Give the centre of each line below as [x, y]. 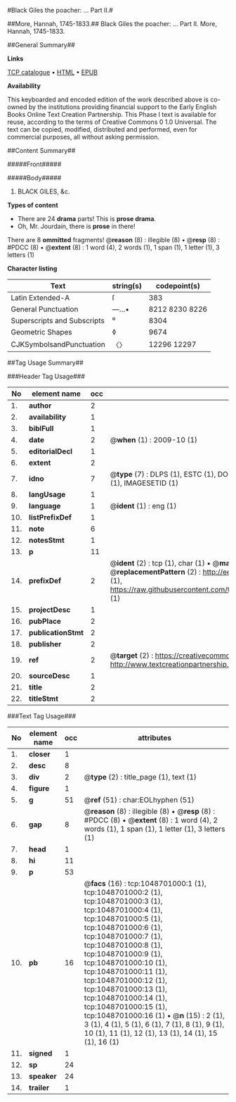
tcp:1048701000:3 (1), [123, 901]
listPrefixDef [51, 517]
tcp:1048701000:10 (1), [125, 963]
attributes [155, 738]
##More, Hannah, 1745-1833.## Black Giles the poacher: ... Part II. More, [112, 24]
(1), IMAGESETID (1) [144, 483]
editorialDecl [51, 451]
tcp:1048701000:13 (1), [125, 989]
